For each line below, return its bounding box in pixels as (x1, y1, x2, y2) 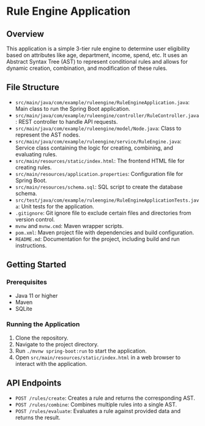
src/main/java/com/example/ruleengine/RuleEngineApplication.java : (15, 98, 190, 105)
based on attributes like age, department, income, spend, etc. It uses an (6, 51, 188, 59)
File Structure (6, 82, 59, 93)
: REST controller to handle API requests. (15, 118, 118, 125)
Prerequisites (6, 278, 47, 286)
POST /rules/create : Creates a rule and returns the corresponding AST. (15, 394, 196, 401)
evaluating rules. (15, 150, 58, 158)
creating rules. (15, 164, 52, 171)
